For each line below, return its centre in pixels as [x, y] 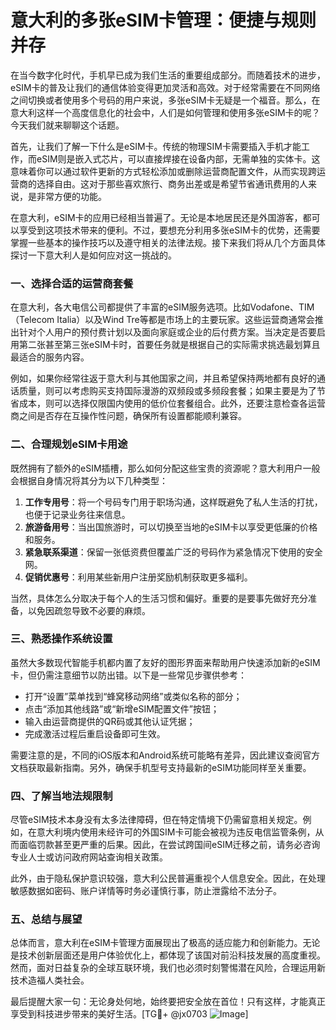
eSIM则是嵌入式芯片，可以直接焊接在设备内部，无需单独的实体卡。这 [178, 158]
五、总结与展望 [46, 919]
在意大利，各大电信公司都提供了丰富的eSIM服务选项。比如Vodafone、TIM [162, 307]
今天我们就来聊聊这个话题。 [67, 125]
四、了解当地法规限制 [61, 796]
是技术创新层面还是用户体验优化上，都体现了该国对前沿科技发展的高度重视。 [168, 955]
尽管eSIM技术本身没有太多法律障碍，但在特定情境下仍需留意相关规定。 [156, 820]
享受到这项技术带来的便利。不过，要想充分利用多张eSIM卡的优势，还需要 [169, 230]
